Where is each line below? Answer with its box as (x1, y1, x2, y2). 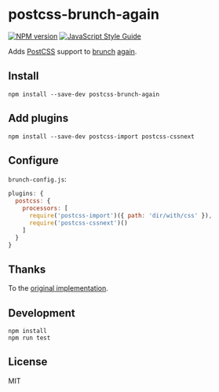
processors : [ (22, 204, 68, 213)
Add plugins (8, 112, 69, 125)
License (8, 355, 48, 368)
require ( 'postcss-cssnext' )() (28, 218, 128, 227)
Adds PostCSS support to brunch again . (8, 46, 137, 56)
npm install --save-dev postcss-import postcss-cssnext (8, 132, 195, 141)
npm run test (8, 334, 51, 342)
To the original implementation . (8, 284, 108, 293)
